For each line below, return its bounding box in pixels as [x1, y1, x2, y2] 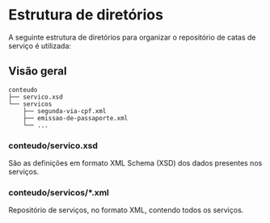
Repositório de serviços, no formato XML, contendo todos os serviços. [8, 205, 244, 215]
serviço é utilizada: [8, 40, 71, 50]
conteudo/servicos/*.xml [8, 187, 109, 198]
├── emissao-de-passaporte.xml [23, 114, 129, 122]
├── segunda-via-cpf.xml [23, 107, 107, 115]
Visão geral [8, 65, 67, 78]
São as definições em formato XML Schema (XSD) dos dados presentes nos [8, 158, 263, 168]
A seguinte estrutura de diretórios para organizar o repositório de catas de [8, 32, 256, 42]
